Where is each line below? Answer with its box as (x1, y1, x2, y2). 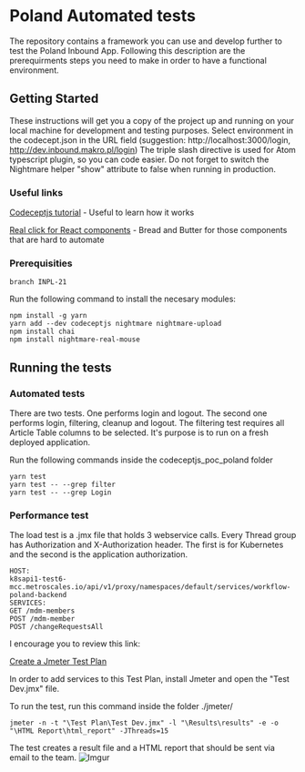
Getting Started (9, 91, 99, 107)
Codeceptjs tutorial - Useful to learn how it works (9, 207, 195, 218)
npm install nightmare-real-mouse (9, 335, 141, 344)
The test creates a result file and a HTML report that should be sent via (9, 743, 276, 754)
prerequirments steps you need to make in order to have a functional (9, 55, 267, 66)
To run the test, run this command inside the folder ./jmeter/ (9, 701, 234, 712)
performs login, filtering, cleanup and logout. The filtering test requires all (9, 418, 285, 429)
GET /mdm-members (9, 606, 76, 615)
